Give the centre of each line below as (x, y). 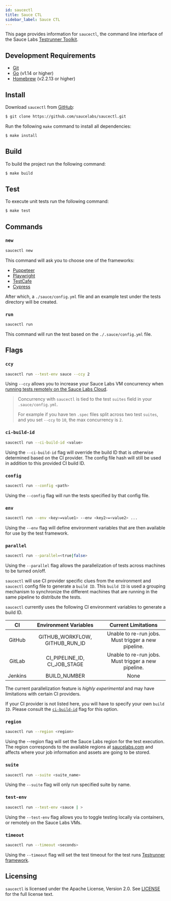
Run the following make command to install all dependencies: (68, 126)
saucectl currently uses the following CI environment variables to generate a (85, 607)
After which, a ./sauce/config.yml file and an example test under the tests (83, 296)
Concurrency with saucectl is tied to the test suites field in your (85, 399)
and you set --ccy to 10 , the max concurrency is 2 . (70, 420)
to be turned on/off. (26, 571)
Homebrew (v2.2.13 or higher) (44, 79)
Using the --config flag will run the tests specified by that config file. (78, 495)
